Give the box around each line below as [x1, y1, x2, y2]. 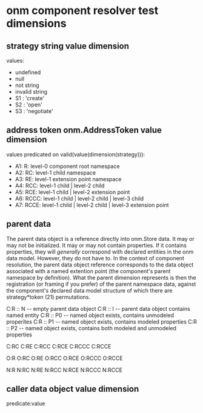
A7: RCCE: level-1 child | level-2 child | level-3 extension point [15, 201, 169, 209]
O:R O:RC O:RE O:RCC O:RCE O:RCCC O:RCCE [6, 354, 123, 362]
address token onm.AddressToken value [6, 125, 162, 136]
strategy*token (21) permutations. [6, 293, 91, 300]
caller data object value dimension [6, 384, 139, 394]
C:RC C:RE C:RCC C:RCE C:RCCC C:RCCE [6, 342, 111, 350]
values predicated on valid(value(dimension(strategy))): [6, 150, 145, 158]
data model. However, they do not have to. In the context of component [6, 254, 185, 262]
